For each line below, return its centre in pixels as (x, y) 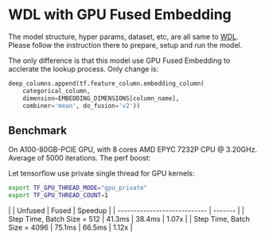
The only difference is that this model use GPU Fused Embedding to (119, 60)
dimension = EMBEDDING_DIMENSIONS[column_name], (101, 98)
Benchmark (38, 130)
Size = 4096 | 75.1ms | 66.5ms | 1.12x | (70, 227)
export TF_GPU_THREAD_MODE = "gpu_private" (78, 188)
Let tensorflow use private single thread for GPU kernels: (101, 173)
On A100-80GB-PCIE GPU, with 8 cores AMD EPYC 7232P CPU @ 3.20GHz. (132, 149)
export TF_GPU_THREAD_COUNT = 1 (58, 195)
